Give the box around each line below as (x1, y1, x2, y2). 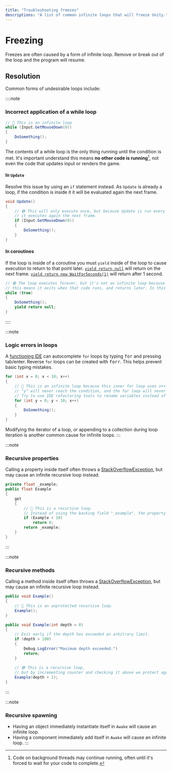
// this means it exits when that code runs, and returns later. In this (5, 285, 166, 291)
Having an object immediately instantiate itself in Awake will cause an (12, 724, 157, 730)
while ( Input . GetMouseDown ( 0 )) (5, 125, 72, 130)
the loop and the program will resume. (5, 57, 86, 63)
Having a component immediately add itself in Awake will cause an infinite (12, 734, 166, 741)
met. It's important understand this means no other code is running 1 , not (5, 154, 159, 161)
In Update (5, 172, 25, 178)
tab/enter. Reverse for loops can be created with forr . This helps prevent (5, 359, 162, 365)
